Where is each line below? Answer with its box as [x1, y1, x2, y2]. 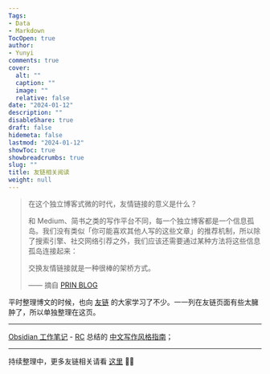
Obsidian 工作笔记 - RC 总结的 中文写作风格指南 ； [8, 331, 174, 341]
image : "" [15, 86, 48, 95]
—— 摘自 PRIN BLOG [27, 280, 98, 290]
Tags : [8, 11, 27, 20]
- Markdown [8, 26, 45, 35]
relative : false [15, 94, 70, 102]
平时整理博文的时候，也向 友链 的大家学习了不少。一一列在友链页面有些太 [8, 297, 252, 307]
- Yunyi [8, 49, 35, 57]
